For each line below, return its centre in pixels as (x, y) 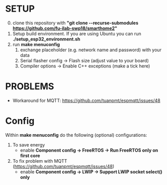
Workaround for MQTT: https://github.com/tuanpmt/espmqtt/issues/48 (86, 100)
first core (30, 156)
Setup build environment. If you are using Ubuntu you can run (77, 33)
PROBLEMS (30, 86)
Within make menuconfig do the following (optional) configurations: (76, 135)
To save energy (29, 144)
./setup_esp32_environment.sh (46, 39)
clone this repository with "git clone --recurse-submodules (75, 23)
